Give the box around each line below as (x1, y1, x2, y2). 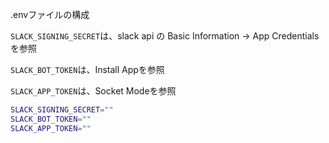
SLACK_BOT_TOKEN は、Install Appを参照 (10, 64, 165, 75)
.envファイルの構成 (10, 9, 90, 20)
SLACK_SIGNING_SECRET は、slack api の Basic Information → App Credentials (10, 30, 320, 42)
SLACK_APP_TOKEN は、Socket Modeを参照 (10, 85, 177, 97)
